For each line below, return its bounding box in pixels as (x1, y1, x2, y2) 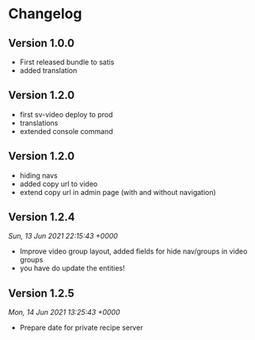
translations (19, 118, 59, 128)
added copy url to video (19, 179, 98, 189)
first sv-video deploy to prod (19, 109, 113, 119)
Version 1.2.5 (8, 286, 75, 300)
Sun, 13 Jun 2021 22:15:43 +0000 (8, 231, 119, 241)
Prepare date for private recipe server (19, 323, 143, 333)
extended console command (19, 126, 113, 136)
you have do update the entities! (19, 263, 125, 273)
